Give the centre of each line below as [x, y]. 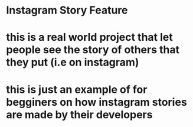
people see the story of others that [93, 50]
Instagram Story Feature [67, 10]
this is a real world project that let [89, 38]
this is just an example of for [77, 89]
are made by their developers [79, 114]
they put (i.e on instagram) [73, 62]
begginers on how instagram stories [97, 102]
